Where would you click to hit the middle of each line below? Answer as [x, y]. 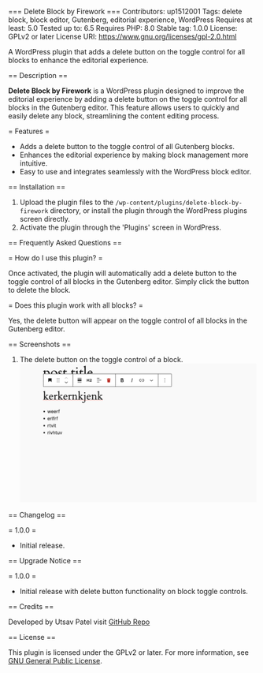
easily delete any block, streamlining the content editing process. [114, 116]
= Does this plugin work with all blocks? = [76, 305]
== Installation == [37, 187]
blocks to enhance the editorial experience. [78, 60]
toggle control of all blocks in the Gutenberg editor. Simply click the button [129, 282]
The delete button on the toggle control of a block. [101, 359]
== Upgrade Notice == [45, 561]
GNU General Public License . [55, 661]
